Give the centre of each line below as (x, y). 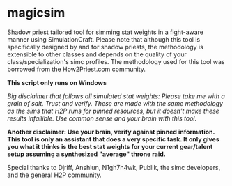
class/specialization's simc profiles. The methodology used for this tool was (116, 61)
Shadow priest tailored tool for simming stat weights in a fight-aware (106, 32)
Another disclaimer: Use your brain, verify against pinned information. (111, 132)
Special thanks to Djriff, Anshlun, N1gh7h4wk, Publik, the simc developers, (114, 167)
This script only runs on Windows (57, 82)
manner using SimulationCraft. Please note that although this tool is (104, 39)
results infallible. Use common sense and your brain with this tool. (102, 118)
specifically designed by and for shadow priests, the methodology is (105, 47)
